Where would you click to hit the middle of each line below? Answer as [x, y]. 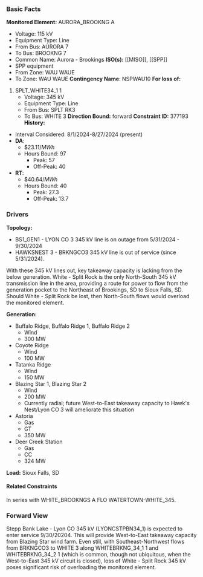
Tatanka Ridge [33, 364]
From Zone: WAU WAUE [45, 73]
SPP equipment [34, 66]
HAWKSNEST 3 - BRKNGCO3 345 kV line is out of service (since [95, 252]
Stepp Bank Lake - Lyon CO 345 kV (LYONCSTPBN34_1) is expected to [95, 529]
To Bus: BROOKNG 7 [40, 53]
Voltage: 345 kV [44, 97]
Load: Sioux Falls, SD [33, 472]
